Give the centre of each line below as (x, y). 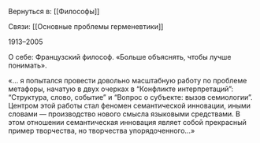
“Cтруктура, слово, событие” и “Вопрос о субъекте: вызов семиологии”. (131, 97)
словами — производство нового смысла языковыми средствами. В (124, 114)
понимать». (28, 65)
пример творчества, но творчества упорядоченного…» (102, 130)
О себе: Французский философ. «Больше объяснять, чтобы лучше (120, 57)
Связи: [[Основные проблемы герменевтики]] (86, 26)
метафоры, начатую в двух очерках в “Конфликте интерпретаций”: (121, 89)
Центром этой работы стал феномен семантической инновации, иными (129, 106)
